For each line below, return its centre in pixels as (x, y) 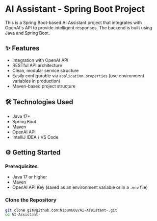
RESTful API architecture (37, 65)
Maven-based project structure (44, 86)
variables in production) (36, 81)
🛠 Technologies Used (39, 102)
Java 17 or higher (30, 177)
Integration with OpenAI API (40, 60)
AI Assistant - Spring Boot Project (75, 9)
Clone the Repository (31, 200)
